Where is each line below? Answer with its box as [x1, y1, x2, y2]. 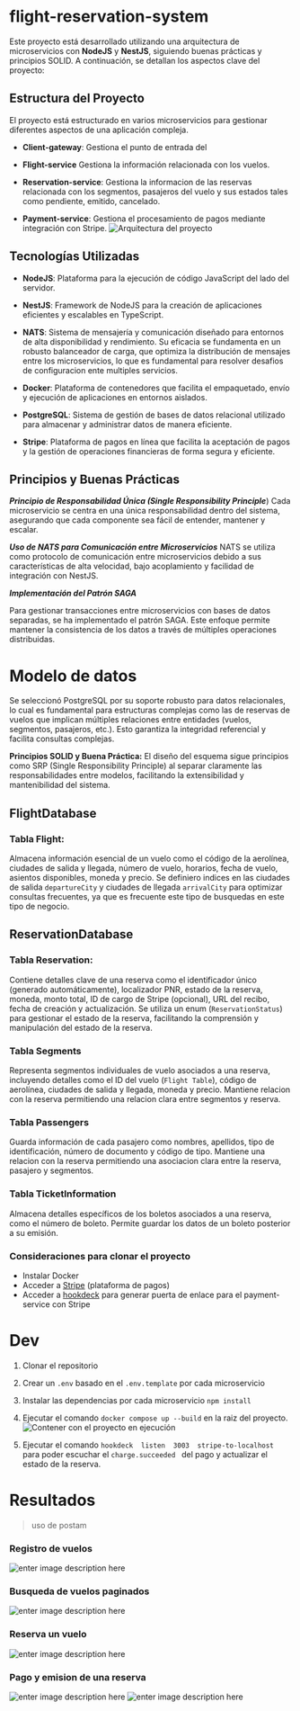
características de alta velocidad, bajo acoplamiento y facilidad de [9, 560, 254, 572]
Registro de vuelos [9, 1542, 93, 1554]
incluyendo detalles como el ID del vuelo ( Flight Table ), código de [9, 1074, 258, 1085]
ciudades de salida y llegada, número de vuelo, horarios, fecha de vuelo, [9, 863, 278, 873]
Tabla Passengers [9, 1115, 90, 1128]
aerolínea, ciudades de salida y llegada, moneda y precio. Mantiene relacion [9, 1084, 291, 1095]
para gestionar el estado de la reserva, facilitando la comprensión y [9, 1012, 259, 1023]
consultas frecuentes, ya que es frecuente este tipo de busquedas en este [9, 891, 285, 901]
